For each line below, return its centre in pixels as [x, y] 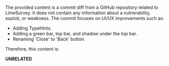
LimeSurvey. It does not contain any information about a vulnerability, [78, 13]
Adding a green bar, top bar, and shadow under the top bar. [75, 34]
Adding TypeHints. [32, 28]
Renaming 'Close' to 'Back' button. [49, 39]
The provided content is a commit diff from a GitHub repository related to [82, 7]
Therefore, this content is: [32, 49]
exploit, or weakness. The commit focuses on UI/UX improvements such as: [85, 18]
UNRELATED [19, 59]
